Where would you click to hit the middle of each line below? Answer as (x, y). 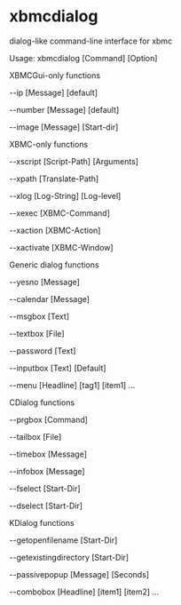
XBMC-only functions (49, 144)
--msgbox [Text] (39, 316)
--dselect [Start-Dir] (46, 505)
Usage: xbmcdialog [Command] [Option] (83, 58)
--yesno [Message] (44, 282)
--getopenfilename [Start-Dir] (63, 540)
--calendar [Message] (50, 299)
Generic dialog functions (54, 265)
